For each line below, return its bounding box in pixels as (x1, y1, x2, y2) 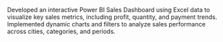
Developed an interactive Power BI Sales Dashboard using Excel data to (7, 6, 211, 14)
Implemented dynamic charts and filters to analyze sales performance (7, 20, 206, 28)
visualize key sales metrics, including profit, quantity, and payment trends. (7, 13, 217, 21)
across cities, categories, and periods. (7, 27, 116, 35)
